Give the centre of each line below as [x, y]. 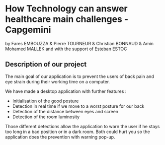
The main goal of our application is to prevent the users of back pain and [80, 76]
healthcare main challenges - [67, 19]
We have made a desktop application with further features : [66, 91]
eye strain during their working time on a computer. [58, 81]
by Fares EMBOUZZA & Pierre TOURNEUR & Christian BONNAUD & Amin [80, 43]
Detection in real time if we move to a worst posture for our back [78, 106]
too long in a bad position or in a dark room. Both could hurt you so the [78, 132]
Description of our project [46, 64]
